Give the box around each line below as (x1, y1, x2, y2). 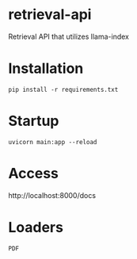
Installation (8, 59, 84, 78)
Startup (8, 112, 59, 130)
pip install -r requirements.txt (8, 86, 119, 93)
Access (8, 165, 59, 182)
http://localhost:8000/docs (8, 190, 97, 200)
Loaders (8, 218, 63, 236)
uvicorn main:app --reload (8, 138, 97, 146)
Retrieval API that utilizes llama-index (8, 32, 129, 41)
